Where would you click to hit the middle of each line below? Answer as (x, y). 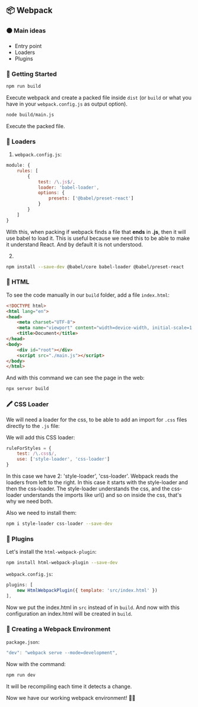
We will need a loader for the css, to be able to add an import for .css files (97, 419)
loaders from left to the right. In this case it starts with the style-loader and (97, 482)
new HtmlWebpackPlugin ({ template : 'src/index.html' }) (87, 590)
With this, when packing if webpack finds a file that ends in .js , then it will (96, 232)
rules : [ (28, 171)
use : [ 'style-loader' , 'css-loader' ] (63, 459)
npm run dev (21, 675)
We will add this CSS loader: (41, 437)
